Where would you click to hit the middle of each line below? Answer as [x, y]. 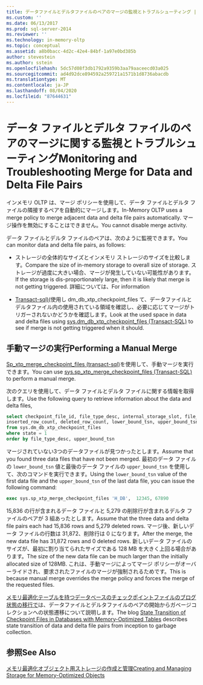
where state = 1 [27, 433]
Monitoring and [98, 159]
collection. [19, 632]
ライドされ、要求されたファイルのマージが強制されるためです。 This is [98, 571]
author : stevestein [31, 57]
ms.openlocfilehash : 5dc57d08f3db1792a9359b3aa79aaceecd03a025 [88, 68]
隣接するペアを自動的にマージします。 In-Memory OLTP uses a [105, 210]
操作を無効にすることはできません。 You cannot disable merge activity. [99, 225]
